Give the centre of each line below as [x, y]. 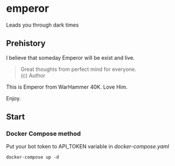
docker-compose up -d [33, 157]
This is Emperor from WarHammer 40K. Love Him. [67, 87]
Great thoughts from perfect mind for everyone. [78, 69]
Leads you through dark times [42, 25]
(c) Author [33, 75]
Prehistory [26, 43]
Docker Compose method [44, 134]
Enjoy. [14, 98]
